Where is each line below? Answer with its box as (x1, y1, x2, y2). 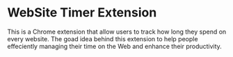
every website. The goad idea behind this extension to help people (7, 34, 198, 43)
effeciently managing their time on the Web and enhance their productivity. (7, 42, 223, 50)
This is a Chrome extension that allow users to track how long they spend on (7, 27, 227, 36)
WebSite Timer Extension (7, 5, 157, 21)
